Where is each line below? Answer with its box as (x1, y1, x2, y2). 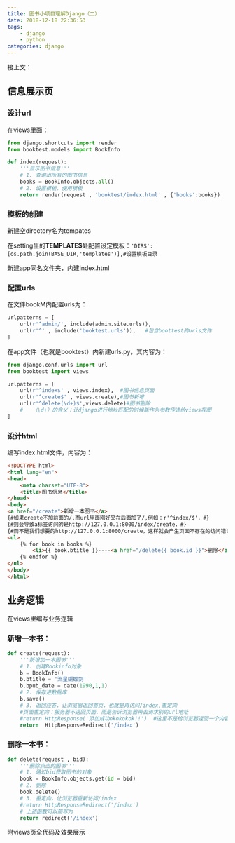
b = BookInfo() (20, 669, 64, 677)
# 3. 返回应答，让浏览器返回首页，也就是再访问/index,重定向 (20, 702, 178, 709)
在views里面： (7, 126, 49, 134)
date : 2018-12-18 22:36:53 (7, 17, 86, 24)
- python (20, 36, 45, 43)
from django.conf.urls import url (7, 361, 108, 368)
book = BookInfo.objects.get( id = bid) (20, 776, 136, 783)
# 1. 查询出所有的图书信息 (20, 172, 88, 179)
